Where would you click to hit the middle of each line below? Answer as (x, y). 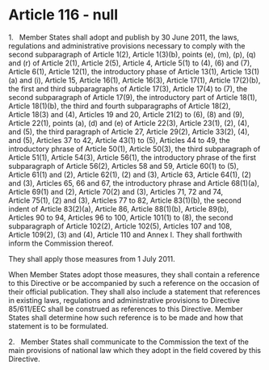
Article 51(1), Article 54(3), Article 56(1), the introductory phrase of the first (132, 157)
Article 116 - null (63, 15)
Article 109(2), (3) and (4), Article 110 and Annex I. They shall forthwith (125, 234)
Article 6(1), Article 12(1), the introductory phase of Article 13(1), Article (125, 71)
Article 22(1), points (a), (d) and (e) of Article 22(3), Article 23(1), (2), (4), (129, 123)
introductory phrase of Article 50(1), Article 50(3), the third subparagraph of (134, 149)
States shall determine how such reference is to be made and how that (126, 317)
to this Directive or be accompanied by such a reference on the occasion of (134, 283)
